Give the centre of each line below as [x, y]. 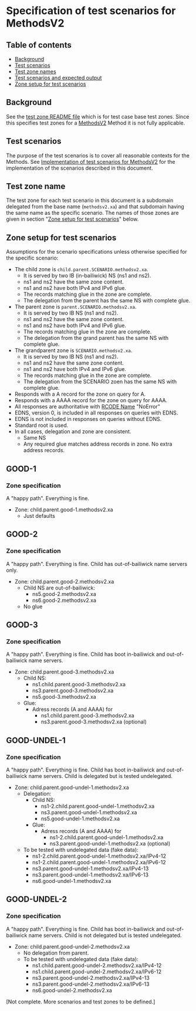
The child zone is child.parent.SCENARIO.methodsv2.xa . [81, 269]
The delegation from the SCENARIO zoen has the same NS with [100, 382]
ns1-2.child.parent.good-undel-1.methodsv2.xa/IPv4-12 [99, 856]
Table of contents [39, 45]
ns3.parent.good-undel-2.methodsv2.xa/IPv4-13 [91, 978]
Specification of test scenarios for [91, 11]
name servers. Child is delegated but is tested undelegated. [101, 776]
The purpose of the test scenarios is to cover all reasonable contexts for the [98, 155]
